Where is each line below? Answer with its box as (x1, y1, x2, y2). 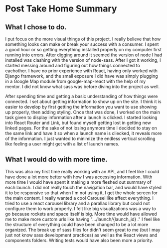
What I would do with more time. (5, 155, 108, 164)
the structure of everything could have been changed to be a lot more (5, 221, 149, 227)
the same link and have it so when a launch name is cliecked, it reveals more (5, 130, 162, 136)
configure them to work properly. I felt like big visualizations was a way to (5, 205, 156, 212)
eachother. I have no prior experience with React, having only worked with (5, 68, 158, 74)
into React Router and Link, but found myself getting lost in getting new (5, 120, 151, 125)
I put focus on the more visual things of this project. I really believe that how (5, 36, 161, 42)
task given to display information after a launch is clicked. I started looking (5, 115, 158, 120)
